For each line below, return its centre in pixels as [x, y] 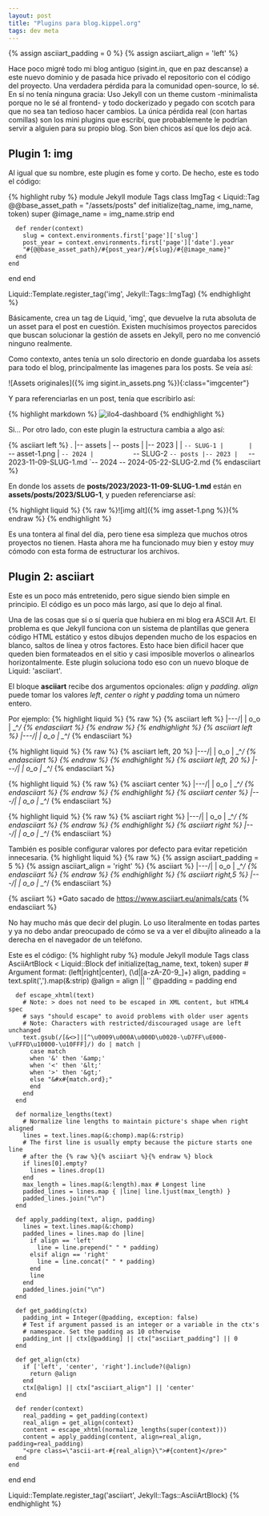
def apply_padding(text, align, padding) [86, 1220]
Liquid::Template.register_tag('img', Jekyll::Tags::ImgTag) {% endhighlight [129, 294]
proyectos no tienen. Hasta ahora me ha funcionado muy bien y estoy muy [131, 543]
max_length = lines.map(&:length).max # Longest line [114, 1184]
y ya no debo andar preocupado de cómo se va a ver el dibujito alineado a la [134, 931]
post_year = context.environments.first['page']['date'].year [128, 243]
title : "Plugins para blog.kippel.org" [75, 23]
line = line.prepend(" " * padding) [98, 1248]
